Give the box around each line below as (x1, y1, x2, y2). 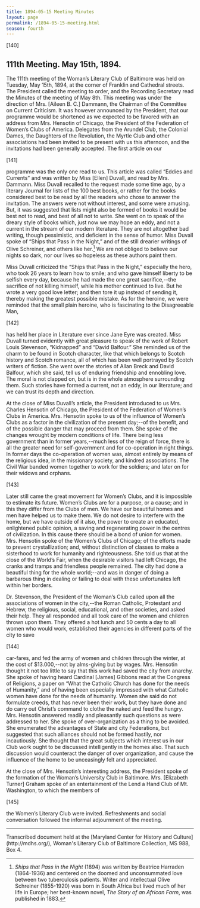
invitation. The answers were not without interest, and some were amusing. (6, 200, 190, 207)
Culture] (173, 833, 193, 840)
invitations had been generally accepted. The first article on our (6, 145, 162, 152)
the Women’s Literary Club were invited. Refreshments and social (6, 809, 166, 817)
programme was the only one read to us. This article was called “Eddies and (6, 168, 193, 175)
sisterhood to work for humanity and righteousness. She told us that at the (6, 549, 189, 557)
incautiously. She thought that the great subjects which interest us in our (6, 736, 184, 744)
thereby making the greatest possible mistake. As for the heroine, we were (6, 295, 189, 302)
